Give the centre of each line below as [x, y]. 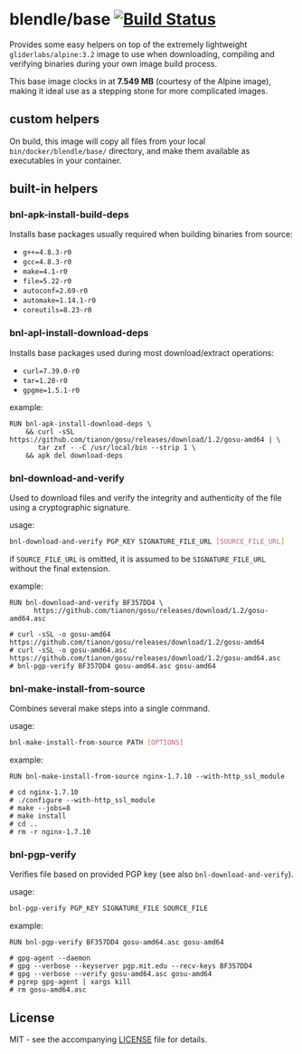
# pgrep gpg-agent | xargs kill [70, 982]
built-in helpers [54, 189]
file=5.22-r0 [47, 282]
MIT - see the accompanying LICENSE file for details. [109, 1040]
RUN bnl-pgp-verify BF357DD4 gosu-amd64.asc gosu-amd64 [117, 943]
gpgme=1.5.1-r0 [51, 390]
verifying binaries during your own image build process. [113, 63]
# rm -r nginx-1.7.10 [50, 832]
